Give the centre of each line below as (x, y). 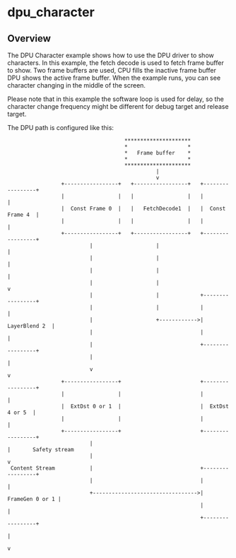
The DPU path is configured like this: (61, 127)
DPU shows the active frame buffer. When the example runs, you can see (114, 78)
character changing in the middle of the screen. (77, 85)
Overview (29, 38)
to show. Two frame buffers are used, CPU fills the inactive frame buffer (112, 70)
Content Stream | (52, 468)
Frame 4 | (23, 215)
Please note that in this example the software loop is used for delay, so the (116, 99)
